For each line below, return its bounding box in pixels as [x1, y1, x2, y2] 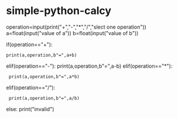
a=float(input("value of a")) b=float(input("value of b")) [6, 29, 139, 36]
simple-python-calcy [6, 4, 112, 18]
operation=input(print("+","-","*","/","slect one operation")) [6, 23, 146, 30]
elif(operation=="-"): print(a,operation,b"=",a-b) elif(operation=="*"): [6, 63, 173, 70]
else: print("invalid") [6, 105, 54, 112]
